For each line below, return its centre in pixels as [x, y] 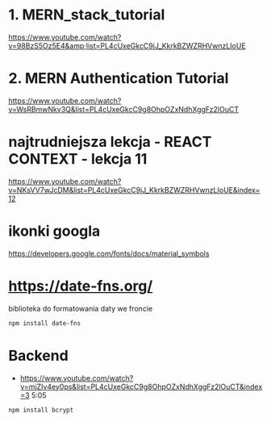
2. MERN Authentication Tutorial [119, 79]
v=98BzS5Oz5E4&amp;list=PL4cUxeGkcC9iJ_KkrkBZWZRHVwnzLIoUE [127, 45]
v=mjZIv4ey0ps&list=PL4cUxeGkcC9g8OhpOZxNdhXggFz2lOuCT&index [141, 386]
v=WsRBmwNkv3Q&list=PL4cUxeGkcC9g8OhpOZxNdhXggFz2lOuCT [124, 109]
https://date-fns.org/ [81, 286]
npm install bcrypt [41, 410]
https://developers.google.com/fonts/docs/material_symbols [109, 253]
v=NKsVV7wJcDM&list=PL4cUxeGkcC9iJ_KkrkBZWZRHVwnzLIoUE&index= [134, 190]
